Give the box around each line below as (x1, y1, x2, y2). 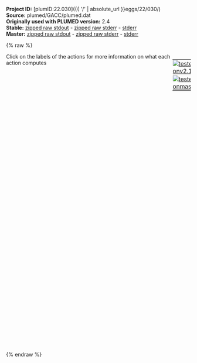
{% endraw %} (6, 351, 42, 358)
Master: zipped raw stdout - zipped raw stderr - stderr (6, 30, 139, 37)
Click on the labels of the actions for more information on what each (6, 53, 171, 60)
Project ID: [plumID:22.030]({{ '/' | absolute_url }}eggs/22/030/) (6, 6, 161, 12)
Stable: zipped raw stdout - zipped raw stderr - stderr (6, 24, 137, 31)
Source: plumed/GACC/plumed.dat (6, 12, 91, 19)
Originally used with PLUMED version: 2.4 (6, 18, 110, 25)
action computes (6, 59, 47, 66)
